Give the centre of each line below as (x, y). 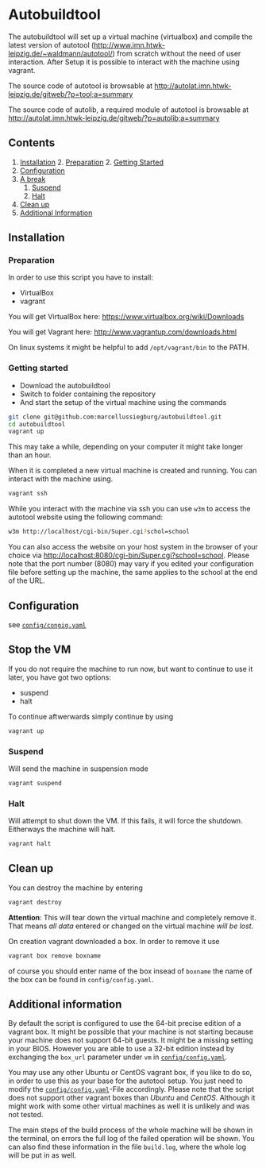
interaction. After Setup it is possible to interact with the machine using (124, 62)
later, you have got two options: (60, 677)
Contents (32, 143)
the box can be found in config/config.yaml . (81, 979)
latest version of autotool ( (51, 44)
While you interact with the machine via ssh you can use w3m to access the (130, 509)
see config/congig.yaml (47, 624)
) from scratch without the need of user (177, 53)
